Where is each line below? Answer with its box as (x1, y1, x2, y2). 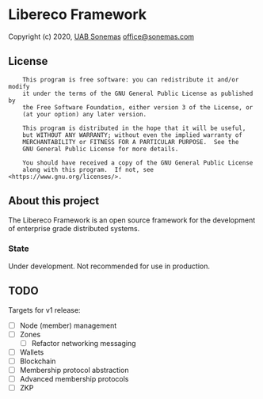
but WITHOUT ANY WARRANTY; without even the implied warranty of (22, 131, 243, 139)
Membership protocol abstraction (19, 365, 129, 374)
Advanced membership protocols (19, 374, 129, 384)
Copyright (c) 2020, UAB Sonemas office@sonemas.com (8, 32, 195, 41)
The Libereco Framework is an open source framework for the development (8, 215, 256, 225)
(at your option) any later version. (22, 110, 147, 118)
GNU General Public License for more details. (22, 145, 179, 153)
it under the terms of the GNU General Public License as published (22, 89, 253, 97)
